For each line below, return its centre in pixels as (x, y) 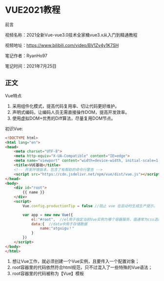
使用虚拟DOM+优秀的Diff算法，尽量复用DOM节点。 (64, 118)
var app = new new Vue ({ (48, 215)
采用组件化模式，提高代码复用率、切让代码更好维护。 (66, 106)
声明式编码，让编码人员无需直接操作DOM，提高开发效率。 (71, 112)
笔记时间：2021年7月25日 (31, 66)
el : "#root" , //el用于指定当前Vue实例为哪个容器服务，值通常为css (93, 219)
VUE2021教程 (33, 10)
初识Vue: (14, 129)
